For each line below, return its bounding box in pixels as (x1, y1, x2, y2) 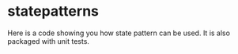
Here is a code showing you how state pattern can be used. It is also (7, 28, 231, 38)
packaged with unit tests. (7, 36, 90, 45)
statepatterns (7, 2, 100, 20)
